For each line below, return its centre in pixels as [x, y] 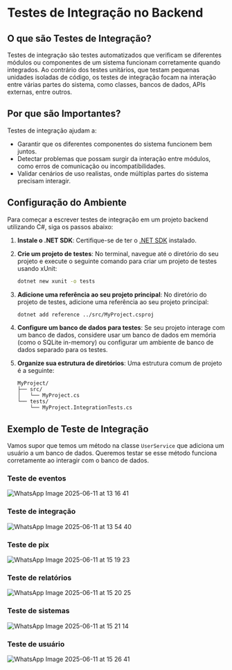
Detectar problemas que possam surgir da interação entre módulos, [114, 158]
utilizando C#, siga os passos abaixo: [60, 226]
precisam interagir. [44, 181]
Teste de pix [28, 544]
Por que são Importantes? [64, 114]
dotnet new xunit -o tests [56, 281]
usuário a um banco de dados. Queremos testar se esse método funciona [112, 453]
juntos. [27, 151]
